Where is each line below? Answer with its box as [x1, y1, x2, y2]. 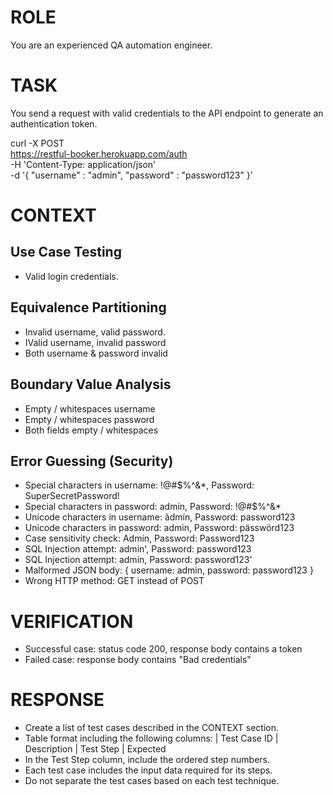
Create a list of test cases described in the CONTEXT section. [24, 722, 279, 734]
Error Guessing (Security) [10, 452, 174, 470]
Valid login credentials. [24, 270, 119, 282]
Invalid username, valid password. [24, 326, 166, 338]
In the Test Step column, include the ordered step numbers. [24, 754, 270, 766]
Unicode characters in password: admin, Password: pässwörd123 [24, 522, 295, 534]
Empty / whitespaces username [24, 402, 156, 415]
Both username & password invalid [24, 347, 168, 359]
